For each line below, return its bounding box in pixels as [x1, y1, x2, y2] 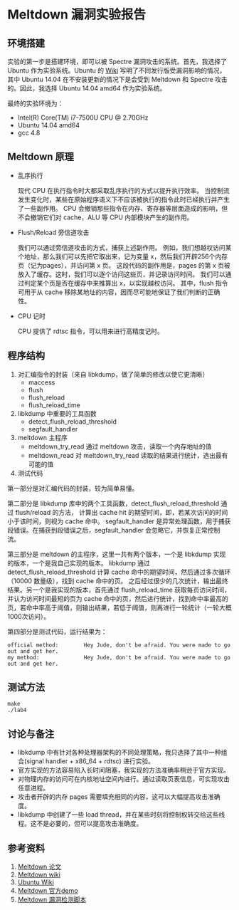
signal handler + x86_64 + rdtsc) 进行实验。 [26, 757, 155, 765]
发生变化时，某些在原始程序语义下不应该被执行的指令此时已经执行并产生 [17, 195, 230, 204]
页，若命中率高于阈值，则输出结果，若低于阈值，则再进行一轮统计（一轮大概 [7, 603, 232, 612]
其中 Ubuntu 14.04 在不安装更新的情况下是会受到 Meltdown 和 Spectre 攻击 [7, 75, 228, 83]
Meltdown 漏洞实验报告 [7, 6, 147, 23]
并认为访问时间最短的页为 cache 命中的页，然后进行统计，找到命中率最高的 [7, 594, 229, 602]
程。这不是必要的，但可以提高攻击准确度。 [17, 820, 143, 828]
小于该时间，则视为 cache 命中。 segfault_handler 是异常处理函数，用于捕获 [7, 517, 231, 525]
